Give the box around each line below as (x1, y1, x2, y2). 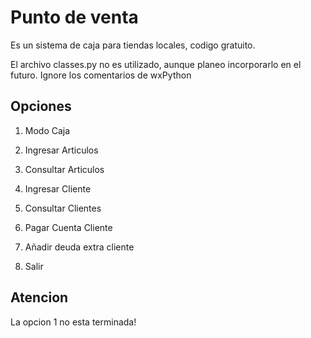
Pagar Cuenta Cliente (24, 221, 113, 233)
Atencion (10, 289, 69, 306)
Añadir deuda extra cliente (24, 241, 135, 253)
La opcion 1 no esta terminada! (10, 316, 137, 328)
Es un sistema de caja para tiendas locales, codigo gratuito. (10, 39, 256, 51)
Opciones (10, 98, 72, 115)
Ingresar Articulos (24, 144, 99, 156)
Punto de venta (10, 6, 139, 29)
